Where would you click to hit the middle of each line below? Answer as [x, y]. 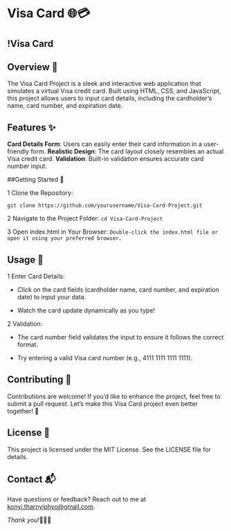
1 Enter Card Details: [36, 277]
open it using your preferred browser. [65, 239]
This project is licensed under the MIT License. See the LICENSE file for [109, 449]
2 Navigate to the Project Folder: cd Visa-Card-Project [85, 218]
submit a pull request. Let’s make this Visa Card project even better [103, 403]
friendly [18, 151]
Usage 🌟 [25, 260]
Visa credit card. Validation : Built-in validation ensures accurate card [105, 159]
